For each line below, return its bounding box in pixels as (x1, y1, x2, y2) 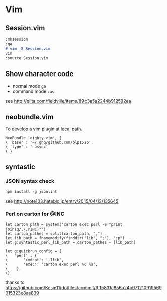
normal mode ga (12, 83, 46, 89)
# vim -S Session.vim (5, 46, 51, 51)
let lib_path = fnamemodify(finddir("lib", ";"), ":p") (5, 235, 125, 240)
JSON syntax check (5, 178, 55, 185)
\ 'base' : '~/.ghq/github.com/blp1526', (5, 140, 94, 145)
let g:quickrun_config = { (5, 248, 62, 254)
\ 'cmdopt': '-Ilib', (5, 257, 64, 262)
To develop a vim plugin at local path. (5, 126, 83, 132)
